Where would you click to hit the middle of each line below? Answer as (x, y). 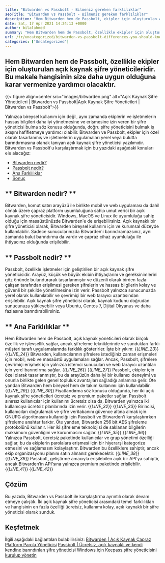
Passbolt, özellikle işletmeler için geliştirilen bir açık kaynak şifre (70, 269)
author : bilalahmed (25, 28)
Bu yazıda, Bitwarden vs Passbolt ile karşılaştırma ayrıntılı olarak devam (77, 496)
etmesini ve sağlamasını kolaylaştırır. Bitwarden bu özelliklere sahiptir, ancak (82, 448)
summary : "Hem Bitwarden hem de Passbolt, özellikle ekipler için (74, 32)
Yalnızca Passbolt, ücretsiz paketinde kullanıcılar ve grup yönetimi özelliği (79, 438)
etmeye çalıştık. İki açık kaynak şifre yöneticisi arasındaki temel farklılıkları (80, 502)
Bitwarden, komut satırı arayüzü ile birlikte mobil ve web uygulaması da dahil (82, 206)
